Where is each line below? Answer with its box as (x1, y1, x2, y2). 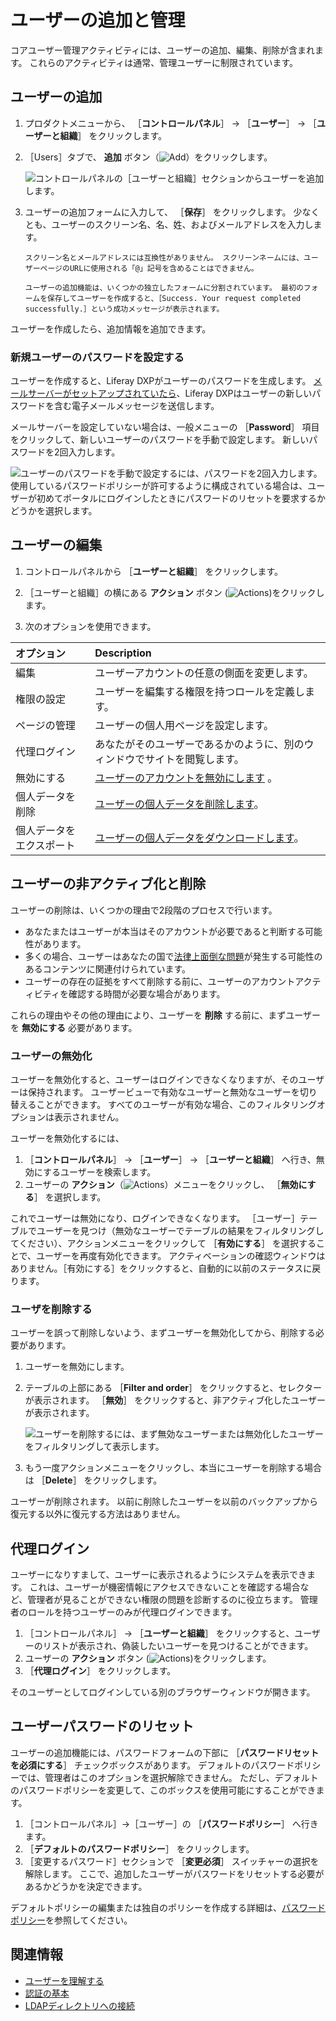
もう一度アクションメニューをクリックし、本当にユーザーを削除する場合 (24, 1462, 322, 1474)
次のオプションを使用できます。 (24, 620, 157, 632)
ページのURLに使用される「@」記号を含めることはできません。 (39, 263, 259, 273)
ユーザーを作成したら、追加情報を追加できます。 (10, 322, 212, 335)
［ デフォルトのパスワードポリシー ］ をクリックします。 (24, 1842, 255, 1855)
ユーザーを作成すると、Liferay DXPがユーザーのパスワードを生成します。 (10, 375, 312, 387)
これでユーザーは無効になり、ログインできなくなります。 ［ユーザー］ (10, 1212, 300, 1224)
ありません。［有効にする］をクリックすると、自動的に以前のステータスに (10, 1262, 313, 1274)
